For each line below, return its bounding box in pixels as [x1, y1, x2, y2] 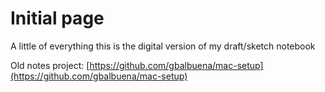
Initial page [10, 7, 105, 30]
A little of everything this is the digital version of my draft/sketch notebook [10, 40, 316, 52]
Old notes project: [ [10, 59, 90, 71]
